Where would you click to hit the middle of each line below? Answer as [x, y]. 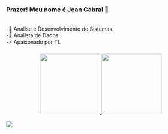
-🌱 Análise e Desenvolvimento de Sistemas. [60, 29]
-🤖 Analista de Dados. [33, 35]
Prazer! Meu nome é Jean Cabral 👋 [58, 10]
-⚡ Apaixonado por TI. [34, 42]
